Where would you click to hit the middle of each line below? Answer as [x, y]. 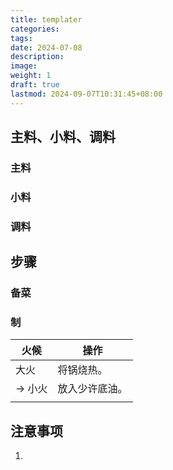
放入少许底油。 [92, 389]
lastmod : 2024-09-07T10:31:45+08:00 [86, 94]
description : [37, 57]
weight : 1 [31, 76]
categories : [35, 29]
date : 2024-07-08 [46, 47]
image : [24, 66]
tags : [21, 38]
